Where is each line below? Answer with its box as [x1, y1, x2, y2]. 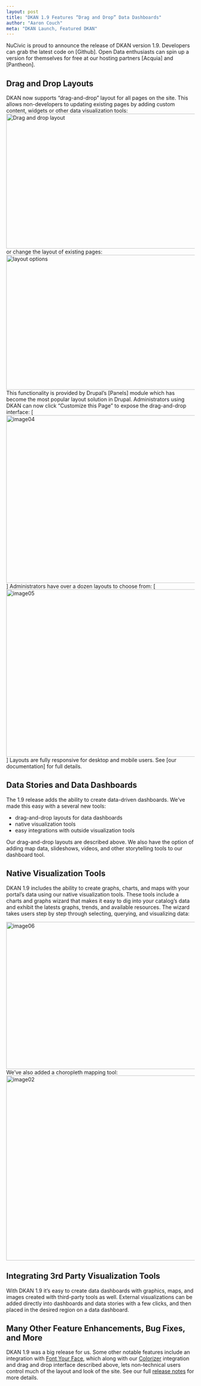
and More [6, 1333, 43, 1343]
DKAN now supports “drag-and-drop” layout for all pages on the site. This [6, 94, 188, 102]
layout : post [6, 8, 39, 15]
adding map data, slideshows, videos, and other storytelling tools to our [6, 844, 183, 851]
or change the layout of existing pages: [6, 248, 103, 255]
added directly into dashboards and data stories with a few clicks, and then [6, 1300, 191, 1307]
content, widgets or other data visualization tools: [6, 107, 128, 114]
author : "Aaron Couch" [6, 20, 63, 26]
